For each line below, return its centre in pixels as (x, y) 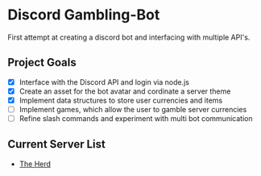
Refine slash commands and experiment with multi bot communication (136, 118)
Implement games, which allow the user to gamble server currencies (133, 109)
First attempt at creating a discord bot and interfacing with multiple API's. (129, 37)
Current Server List (57, 144)
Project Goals (42, 63)
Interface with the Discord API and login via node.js (104, 82)
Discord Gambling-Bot (84, 15)
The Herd (35, 164)
